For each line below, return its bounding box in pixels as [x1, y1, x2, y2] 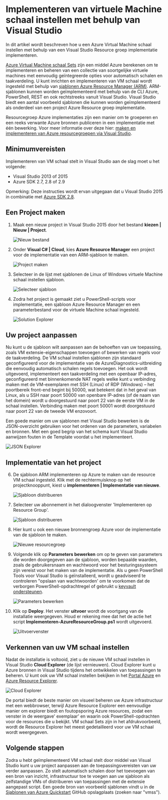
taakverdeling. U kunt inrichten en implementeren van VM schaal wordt [5, 78, 152, 84]
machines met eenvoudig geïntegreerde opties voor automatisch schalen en [5, 72, 163, 78]
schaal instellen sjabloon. [12, 276, 65, 282]
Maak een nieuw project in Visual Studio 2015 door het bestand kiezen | [12, 221, 161, 227]
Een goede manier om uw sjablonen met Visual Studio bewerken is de [5, 418, 149, 424]
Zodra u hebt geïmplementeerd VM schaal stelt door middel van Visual [5, 757, 151, 763]
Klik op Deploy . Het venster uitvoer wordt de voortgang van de [12, 608, 144, 614]
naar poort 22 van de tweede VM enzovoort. [5, 408, 97, 414]
